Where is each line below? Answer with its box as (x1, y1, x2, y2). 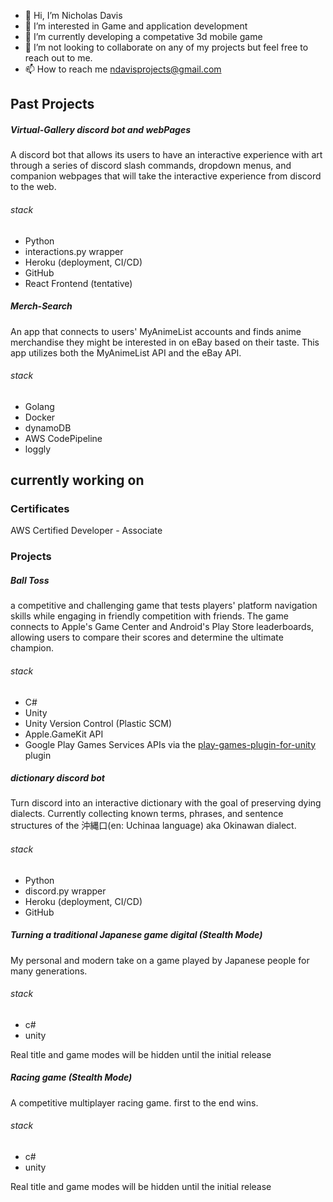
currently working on (10, 472, 145, 489)
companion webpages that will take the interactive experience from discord (10, 170, 322, 182)
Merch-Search (10, 300, 73, 312)
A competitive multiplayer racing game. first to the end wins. (10, 1096, 259, 1109)
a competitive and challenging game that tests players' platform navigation (10, 600, 318, 612)
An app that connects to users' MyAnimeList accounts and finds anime (10, 325, 302, 337)
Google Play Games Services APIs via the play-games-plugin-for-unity (24, 738, 317, 750)
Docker (24, 411, 56, 423)
